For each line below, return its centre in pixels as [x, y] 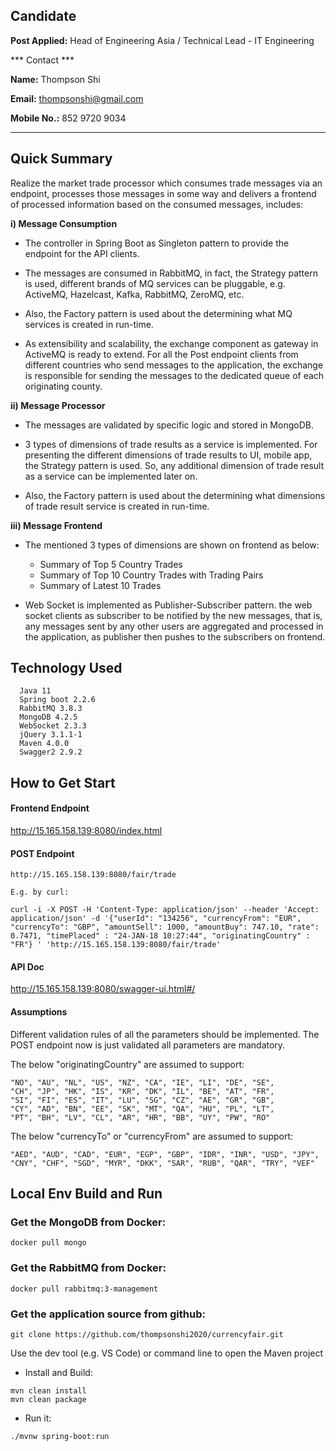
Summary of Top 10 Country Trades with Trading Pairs [151, 575]
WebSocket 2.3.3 [53, 726]
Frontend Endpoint [50, 808]
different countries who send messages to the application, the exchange [174, 365]
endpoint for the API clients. [82, 253]
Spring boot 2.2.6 [58, 700]
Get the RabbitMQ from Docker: [88, 1268]
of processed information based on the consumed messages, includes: [157, 204]
